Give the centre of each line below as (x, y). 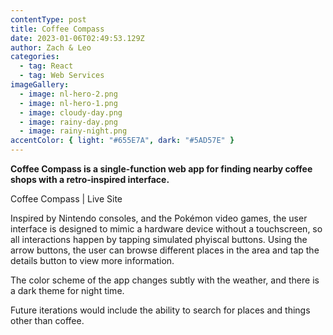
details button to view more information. (92, 260)
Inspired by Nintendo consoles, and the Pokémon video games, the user (159, 218)
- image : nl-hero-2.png (68, 94)
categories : (35, 57)
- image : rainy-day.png (68, 122)
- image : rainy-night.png (73, 131)
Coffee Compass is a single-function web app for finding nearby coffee (161, 169)
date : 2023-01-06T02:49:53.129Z (77, 38)
